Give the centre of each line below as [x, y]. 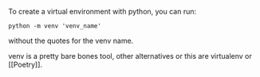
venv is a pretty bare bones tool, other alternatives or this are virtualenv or [130, 56]
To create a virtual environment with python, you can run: [102, 12]
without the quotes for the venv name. [71, 40]
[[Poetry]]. [25, 64]
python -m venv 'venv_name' [55, 26]
